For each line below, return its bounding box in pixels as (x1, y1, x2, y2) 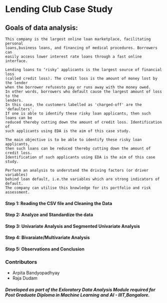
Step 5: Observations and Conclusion (5, 246, 85, 252)
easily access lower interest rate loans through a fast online (5, 54, 142, 59)
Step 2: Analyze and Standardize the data (5, 211, 93, 218)
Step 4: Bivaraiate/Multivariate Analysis (5, 234, 90, 240)
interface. (5, 58, 28, 63)
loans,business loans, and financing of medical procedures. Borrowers (5, 45, 157, 50)
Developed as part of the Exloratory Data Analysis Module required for (5, 286, 156, 292)
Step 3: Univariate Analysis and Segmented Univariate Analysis (5, 223, 140, 229)
